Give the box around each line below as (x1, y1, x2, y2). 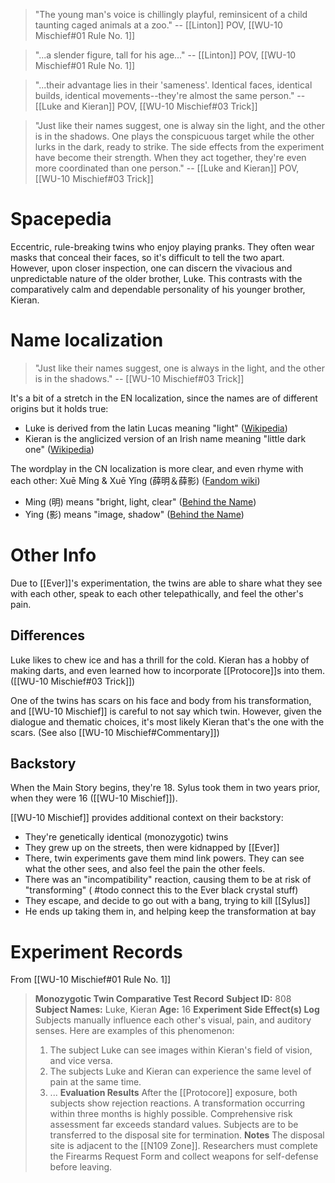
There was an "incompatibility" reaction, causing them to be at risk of (24, 874, 312, 886)
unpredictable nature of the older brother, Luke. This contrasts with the (10, 272, 303, 284)
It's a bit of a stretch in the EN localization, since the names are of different (10, 392, 318, 404)
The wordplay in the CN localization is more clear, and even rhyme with (10, 462, 304, 474)
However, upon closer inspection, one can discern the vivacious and (10, 262, 293, 274)
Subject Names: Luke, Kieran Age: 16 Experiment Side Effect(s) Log (34, 1004, 320, 1016)
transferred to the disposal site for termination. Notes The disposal (49, 1129, 325, 1141)
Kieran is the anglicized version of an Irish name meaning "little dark (24, 432, 307, 444)
